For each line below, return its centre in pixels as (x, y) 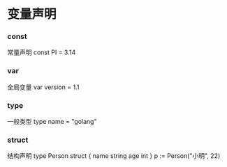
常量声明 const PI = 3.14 (42, 52)
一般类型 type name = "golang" (52, 122)
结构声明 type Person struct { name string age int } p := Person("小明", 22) (114, 156)
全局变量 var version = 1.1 (43, 87)
